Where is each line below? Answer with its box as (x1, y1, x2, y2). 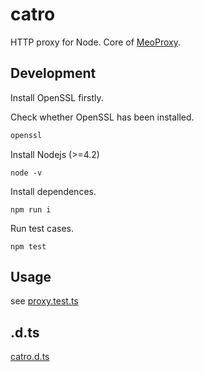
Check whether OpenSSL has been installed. (10, 111, 195, 123)
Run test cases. (10, 222, 74, 234)
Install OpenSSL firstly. (10, 91, 104, 103)
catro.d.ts (10, 351, 50, 363)
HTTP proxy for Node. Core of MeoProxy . (10, 36, 182, 48)
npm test (10, 241, 47, 252)
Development (10, 65, 97, 82)
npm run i (10, 204, 52, 215)
